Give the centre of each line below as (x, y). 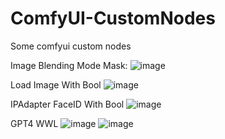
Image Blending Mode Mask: (69, 65)
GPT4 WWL (34, 123)
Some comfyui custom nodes (71, 46)
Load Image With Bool (56, 84)
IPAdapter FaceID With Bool (67, 104)
